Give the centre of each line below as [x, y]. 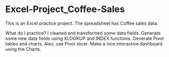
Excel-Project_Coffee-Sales [65, 9]
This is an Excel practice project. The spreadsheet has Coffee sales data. [82, 23]
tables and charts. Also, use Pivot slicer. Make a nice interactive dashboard [84, 43]
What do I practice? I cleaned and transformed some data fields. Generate [83, 33]
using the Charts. [23, 49]
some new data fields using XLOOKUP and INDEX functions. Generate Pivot [84, 38]
